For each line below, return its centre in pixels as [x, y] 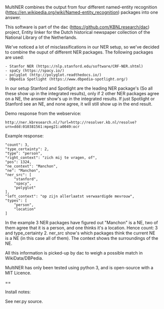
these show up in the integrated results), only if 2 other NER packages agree [82, 93]
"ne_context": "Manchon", [31, 166]
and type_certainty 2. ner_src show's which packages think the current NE [80, 233]
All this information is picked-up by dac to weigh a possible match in [74, 253]
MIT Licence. [18, 273]
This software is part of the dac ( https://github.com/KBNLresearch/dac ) [77, 27]
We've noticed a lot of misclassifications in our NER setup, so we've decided [82, 47]
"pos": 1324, [18, 162]
